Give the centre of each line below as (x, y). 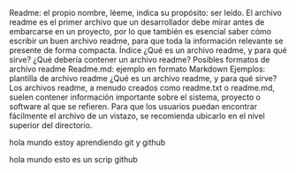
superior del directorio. (51, 125)
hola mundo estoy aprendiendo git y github (87, 142)
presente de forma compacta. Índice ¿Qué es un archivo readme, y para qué (148, 50)
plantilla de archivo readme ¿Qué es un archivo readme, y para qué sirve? (143, 78)
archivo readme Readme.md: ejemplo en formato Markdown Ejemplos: (137, 69)
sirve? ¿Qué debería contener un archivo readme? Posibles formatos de (140, 60)
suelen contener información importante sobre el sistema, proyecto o (135, 97)
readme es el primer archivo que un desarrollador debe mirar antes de (137, 22)
